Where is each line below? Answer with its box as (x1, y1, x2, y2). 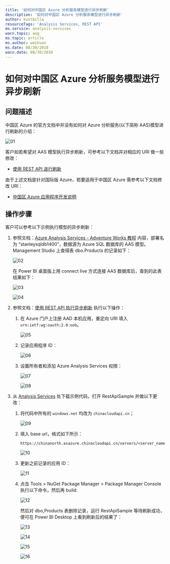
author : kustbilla (5, 17, 44, 22)
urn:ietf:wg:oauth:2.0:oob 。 (20, 322, 82, 328)
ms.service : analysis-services (5, 26, 71, 31)
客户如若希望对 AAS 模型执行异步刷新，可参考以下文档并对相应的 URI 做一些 (5, 149, 164, 155)
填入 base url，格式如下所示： (20, 431, 83, 437)
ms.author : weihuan (5, 40, 47, 46)
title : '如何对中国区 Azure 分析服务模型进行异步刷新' (5, 7, 110, 13)
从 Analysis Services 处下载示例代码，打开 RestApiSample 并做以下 (12, 393, 153, 400)
